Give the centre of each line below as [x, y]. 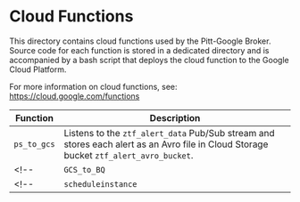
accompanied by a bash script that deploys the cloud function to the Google [149, 60]
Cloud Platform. [38, 69]
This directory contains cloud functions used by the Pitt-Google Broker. [140, 41]
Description [175, 117]
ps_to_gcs [34, 144]
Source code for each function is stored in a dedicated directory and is [139, 50]
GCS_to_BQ [84, 170]
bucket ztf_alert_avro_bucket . [129, 155]
